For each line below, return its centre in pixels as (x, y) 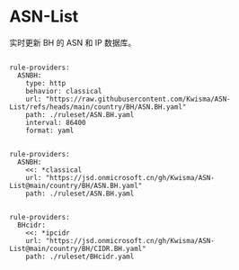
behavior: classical (64, 91)
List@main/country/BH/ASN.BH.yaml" (76, 185)
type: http (46, 83)
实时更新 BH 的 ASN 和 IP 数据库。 (73, 42)
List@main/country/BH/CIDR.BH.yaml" (78, 248)
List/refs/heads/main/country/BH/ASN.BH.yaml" (98, 107)
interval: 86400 (56, 122)
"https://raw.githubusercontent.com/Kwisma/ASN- (138, 99)
